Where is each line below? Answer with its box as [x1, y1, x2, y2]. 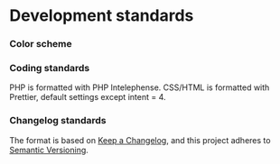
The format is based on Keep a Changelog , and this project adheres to [9, 134, 271, 145]
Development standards [9, 5, 194, 26]
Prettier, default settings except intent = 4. [9, 92, 166, 103]
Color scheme [9, 38, 72, 50]
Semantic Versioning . [9, 144, 89, 155]
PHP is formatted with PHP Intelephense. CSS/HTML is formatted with [9, 82, 270, 93]
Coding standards [9, 62, 90, 75]
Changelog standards [9, 114, 107, 127]
